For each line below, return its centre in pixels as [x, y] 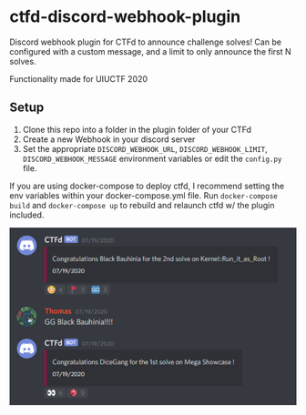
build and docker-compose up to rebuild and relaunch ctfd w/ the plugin [142, 205]
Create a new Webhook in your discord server [109, 139]
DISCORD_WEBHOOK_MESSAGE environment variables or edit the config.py [152, 158]
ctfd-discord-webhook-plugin [125, 17]
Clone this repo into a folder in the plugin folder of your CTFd [137, 129]
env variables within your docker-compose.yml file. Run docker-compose [143, 195]
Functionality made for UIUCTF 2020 [79, 78]
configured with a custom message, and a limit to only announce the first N [150, 51]
